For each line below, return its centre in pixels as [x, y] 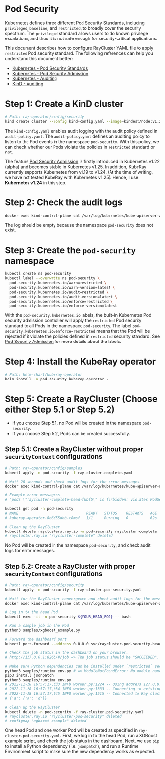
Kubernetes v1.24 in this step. [36, 182]
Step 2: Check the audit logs [64, 202]
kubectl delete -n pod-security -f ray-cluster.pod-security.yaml [74, 712]
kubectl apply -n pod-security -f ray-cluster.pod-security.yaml [73, 590]
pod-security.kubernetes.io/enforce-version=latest [64, 306]
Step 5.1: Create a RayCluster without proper [74, 449]
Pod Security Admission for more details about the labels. [63, 342]
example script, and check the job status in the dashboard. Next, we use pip [82, 741]
